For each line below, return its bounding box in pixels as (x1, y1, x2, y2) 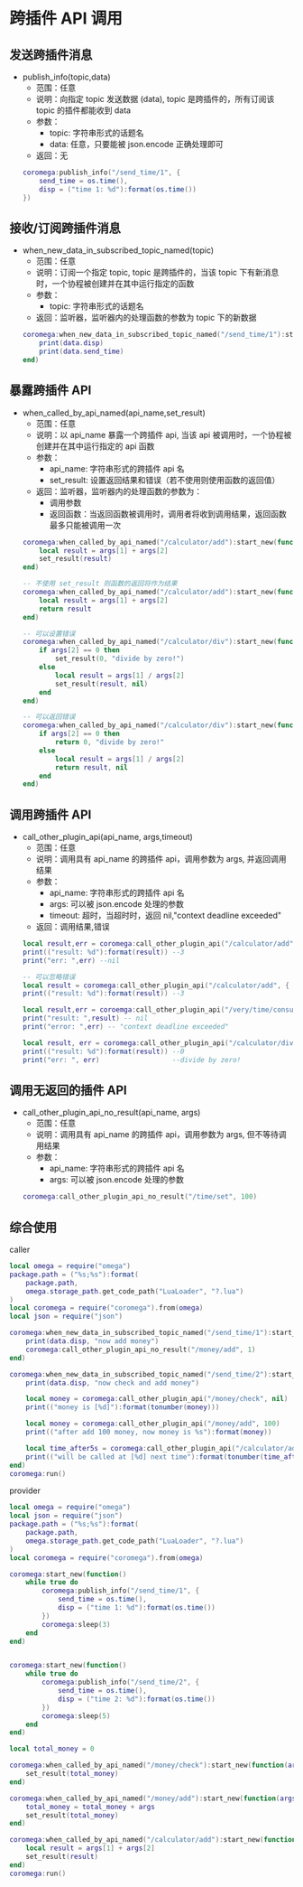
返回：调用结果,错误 (35, 921, 110, 932)
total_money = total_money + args (25, 1802, 155, 1811)
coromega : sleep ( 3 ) (41, 1620, 111, 1629)
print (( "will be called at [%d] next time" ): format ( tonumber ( (25, 1452, 264, 1462)
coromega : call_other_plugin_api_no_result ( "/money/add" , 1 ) (25, 1345, 256, 1354)
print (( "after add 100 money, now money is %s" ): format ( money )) (25, 1428, 272, 1437)
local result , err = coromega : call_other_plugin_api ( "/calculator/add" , (22, 939, 298, 948)
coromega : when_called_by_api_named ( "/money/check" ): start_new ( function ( (9, 1761, 289, 1770)
